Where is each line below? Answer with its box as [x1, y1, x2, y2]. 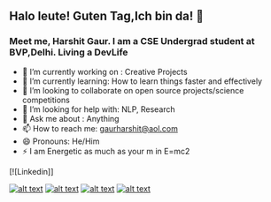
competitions [21, 94, 71, 105]
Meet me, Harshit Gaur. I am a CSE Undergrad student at [9, 35, 255, 48]
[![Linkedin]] [9, 166, 54, 176]
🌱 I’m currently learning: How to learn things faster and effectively [21, 76, 263, 86]
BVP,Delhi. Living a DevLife [9, 46, 128, 58]
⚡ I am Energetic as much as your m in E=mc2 [21, 146, 190, 156]
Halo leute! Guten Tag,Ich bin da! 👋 [9, 9, 205, 24]
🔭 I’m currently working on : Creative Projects [21, 66, 188, 77]
